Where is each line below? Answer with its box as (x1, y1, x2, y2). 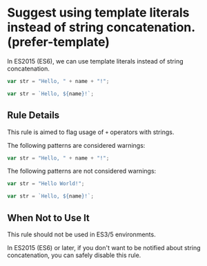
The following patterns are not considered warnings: (7, 167, 157, 175)
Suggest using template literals (7, 5, 190, 21)
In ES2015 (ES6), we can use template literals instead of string (7, 57, 184, 65)
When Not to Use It (7, 212, 90, 224)
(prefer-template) (7, 35, 110, 50)
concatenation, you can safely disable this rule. (7, 251, 141, 259)
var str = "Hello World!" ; (7, 180, 85, 187)
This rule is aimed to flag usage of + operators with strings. (7, 128, 175, 136)
